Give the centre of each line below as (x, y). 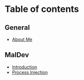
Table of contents (42, 9)
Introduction (24, 67)
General (17, 28)
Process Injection (30, 72)
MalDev (17, 55)
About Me (22, 39)
